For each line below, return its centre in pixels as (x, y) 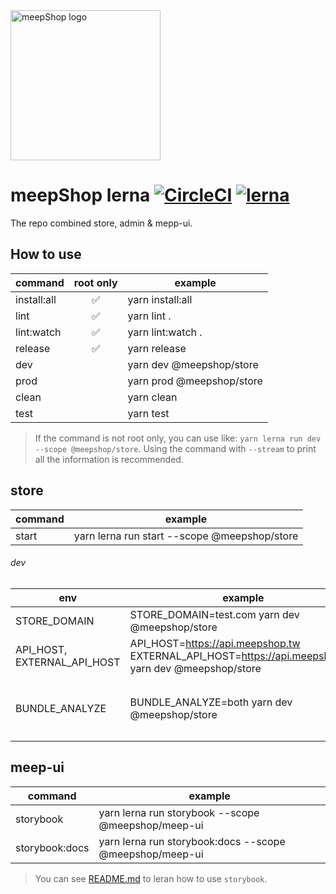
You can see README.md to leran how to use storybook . (151, 878)
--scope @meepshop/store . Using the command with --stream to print (175, 448)
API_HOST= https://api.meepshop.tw (215, 643)
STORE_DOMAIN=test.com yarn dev (214, 614)
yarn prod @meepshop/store (195, 381)
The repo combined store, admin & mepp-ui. (101, 223)
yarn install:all (160, 299)
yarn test (148, 413)
